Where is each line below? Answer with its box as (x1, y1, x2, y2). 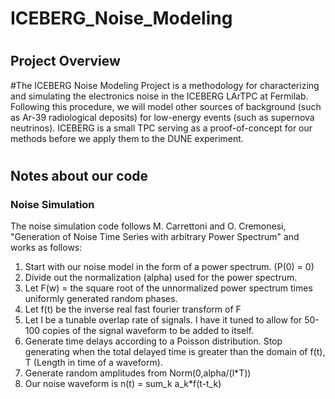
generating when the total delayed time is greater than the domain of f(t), (24, 346, 326, 358)
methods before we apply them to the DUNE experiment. (10, 132, 244, 144)
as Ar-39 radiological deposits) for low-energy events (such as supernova (10, 111, 315, 123)
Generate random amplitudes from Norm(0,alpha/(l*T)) (24, 367, 252, 379)
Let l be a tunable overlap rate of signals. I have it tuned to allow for (24, 314, 303, 326)
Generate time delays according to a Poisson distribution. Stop (24, 335, 283, 347)
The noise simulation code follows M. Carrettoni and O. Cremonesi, (10, 220, 287, 232)
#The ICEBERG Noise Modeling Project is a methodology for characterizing (10, 79, 320, 91)
